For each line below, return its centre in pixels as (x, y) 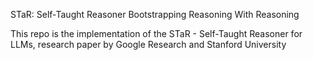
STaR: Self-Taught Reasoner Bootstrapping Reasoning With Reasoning (155, 14)
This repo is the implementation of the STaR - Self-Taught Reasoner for (156, 33)
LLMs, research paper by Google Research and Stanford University (148, 44)
